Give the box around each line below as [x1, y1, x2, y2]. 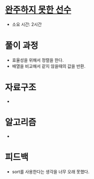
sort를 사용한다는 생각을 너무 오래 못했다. [12, 168, 90, 175]
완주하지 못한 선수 [5, 4, 71, 16]
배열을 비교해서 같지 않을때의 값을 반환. [12, 63, 86, 69]
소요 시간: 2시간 [12, 21, 42, 27]
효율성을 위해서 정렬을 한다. [12, 57, 64, 63]
